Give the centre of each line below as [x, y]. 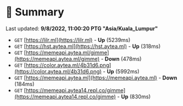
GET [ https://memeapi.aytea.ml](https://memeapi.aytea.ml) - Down [95, 78]
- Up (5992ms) [121, 71]
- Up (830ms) [134, 97]
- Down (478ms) [121, 59]
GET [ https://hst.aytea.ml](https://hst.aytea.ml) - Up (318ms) [87, 46]
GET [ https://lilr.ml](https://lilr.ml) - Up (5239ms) [72, 40]
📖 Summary [35, 12]
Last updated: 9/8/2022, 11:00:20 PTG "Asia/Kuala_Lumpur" [82, 28]
